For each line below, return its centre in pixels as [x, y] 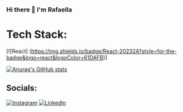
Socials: [22, 88]
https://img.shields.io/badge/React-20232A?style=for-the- [104, 51]
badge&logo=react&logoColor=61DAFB [55, 57]
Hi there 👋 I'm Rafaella [39, 10]
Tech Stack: [37, 35]
